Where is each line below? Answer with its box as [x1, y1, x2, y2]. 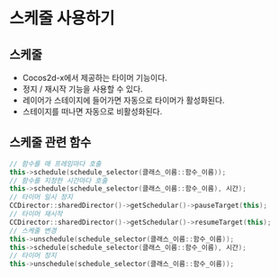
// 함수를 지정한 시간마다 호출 [9, 176, 108, 185]
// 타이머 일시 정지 [9, 192, 74, 202]
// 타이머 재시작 [9, 210, 63, 219]
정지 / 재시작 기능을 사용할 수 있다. [22, 84, 143, 94]
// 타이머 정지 [9, 251, 57, 261]
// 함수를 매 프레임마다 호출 [9, 159, 102, 168]
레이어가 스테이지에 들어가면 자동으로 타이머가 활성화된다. [22, 95, 225, 105]
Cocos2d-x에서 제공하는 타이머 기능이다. [22, 73, 168, 83]
